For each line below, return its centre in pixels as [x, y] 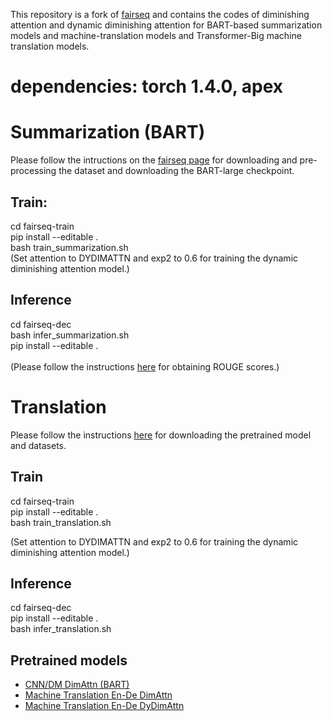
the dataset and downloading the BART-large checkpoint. [176, 171]
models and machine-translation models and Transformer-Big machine [156, 35]
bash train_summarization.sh [69, 247]
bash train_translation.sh [61, 522]
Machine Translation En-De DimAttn [98, 695]
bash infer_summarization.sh [70, 335]
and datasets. [38, 445]
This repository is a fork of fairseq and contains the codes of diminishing [160, 14]
